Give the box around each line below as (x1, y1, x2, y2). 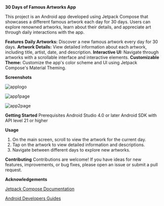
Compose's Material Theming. (5, 65, 66, 71)
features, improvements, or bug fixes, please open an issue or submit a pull (5, 162, 158, 167)
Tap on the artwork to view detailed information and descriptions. (12, 142, 145, 148)
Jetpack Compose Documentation (5, 186, 75, 192)
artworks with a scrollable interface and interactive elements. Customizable (5, 54, 159, 60)
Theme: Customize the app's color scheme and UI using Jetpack (5, 60, 137, 65)
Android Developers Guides (5, 196, 61, 201)
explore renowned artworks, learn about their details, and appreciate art (5, 24, 151, 30)
